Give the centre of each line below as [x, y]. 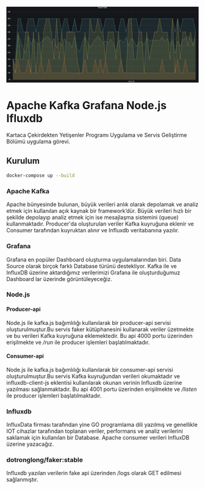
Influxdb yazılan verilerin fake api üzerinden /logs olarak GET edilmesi [94, 473]
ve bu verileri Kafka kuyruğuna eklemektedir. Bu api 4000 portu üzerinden [99, 335]
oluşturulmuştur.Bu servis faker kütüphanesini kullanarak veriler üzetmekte [100, 329]
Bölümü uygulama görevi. [38, 141]
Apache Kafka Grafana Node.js [86, 105]
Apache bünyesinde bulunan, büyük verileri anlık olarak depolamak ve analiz [103, 204]
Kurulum [23, 161]
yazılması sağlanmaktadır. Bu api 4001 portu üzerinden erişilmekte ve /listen [102, 389]
